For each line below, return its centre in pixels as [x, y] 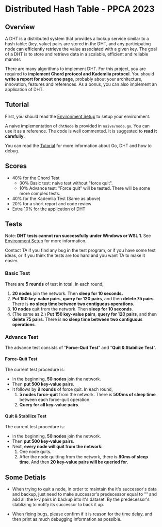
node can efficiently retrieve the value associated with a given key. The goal [81, 49]
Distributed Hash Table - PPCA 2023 [80, 9]
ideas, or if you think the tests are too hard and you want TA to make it [75, 255]
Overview [20, 27]
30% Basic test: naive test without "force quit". [66, 183]
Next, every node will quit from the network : [57, 447]
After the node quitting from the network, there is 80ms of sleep [84, 457]
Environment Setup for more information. [46, 241]
